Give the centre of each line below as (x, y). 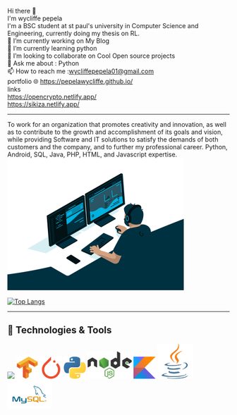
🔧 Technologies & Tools (60, 330)
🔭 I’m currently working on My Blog (59, 41)
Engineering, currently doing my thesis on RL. (73, 33)
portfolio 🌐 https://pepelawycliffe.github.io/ (70, 81)
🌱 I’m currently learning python (52, 48)
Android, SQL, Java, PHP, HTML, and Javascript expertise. (92, 154)
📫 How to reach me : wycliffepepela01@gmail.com (80, 71)
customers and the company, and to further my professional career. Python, (117, 147)
